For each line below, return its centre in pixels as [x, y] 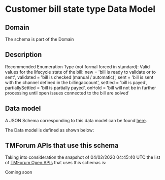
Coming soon [19, 172]
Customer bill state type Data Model [80, 9]
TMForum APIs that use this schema [62, 146]
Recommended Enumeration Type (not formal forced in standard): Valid [78, 67]
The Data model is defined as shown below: [49, 130]
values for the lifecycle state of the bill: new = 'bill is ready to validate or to [81, 72]
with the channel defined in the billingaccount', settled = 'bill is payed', [76, 82]
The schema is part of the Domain [40, 39]
